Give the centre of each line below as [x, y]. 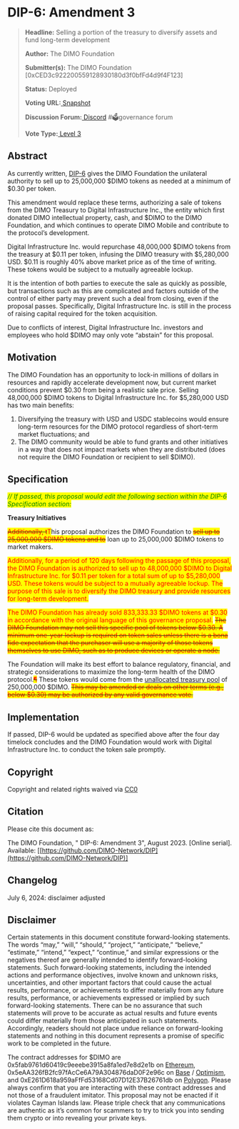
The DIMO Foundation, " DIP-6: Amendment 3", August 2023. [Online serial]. [120, 842]
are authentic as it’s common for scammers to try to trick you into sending [116, 1110]
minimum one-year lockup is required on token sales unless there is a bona [118, 635]
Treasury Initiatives [37, 518]
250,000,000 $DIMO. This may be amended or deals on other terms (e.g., [116, 687]
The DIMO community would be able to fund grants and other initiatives [123, 442]
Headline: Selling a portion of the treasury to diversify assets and [121, 32]
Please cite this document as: [51, 829]
